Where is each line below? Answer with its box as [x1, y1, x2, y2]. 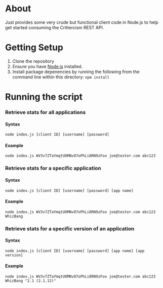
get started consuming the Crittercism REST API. [5, 24, 104, 30]
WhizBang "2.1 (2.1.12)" [5, 279, 56, 284]
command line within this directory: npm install [12, 74, 110, 80]
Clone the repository [12, 58, 54, 64]
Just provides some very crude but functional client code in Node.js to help [5, 19, 159, 25]
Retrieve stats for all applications [5, 109, 86, 116]
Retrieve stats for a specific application [5, 165, 101, 172]
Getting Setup [5, 42, 63, 53]
